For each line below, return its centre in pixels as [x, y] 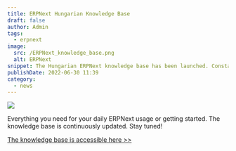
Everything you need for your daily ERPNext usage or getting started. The [114, 119]
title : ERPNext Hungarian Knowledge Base [69, 14]
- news [23, 86]
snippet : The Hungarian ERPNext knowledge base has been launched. [108, 66]
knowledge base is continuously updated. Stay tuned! [85, 126]
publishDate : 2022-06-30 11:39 [53, 72]
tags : [15, 33]
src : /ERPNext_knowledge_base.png [64, 53]
